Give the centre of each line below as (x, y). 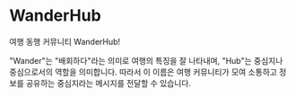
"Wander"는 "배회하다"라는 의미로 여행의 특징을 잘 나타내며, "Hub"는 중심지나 (146, 60)
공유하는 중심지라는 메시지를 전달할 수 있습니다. (108, 83)
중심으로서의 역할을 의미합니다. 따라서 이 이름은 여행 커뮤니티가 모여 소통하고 (143, 72)
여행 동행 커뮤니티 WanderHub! (65, 41)
